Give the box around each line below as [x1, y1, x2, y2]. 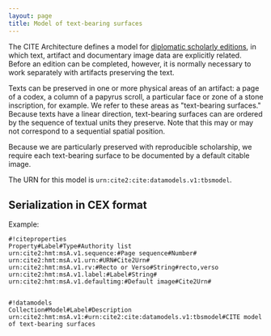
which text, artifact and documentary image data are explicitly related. [8, 50, 242, 60]
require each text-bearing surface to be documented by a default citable [8, 151, 250, 160]
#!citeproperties [8, 236, 67, 244]
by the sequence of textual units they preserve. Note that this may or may [8, 117, 253, 127]
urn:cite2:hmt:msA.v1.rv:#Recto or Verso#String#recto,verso [8, 264, 219, 272]
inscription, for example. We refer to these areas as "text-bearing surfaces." [8, 100, 261, 110]
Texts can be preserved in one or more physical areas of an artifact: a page [8, 83, 260, 93]
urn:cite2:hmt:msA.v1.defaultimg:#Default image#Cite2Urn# [8, 278, 212, 286]
